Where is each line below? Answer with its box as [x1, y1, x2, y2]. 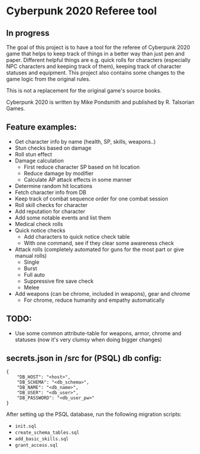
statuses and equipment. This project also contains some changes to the [6, 69, 185, 76]
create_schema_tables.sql [14, 430, 79, 436]
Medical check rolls [14, 220, 63, 227]
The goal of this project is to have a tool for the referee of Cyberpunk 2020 [6, 44, 190, 51]
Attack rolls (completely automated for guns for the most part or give [14, 246, 184, 253]
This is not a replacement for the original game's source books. [6, 87, 162, 94]
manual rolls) [14, 252, 47, 259]
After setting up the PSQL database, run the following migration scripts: [6, 410, 182, 418]
